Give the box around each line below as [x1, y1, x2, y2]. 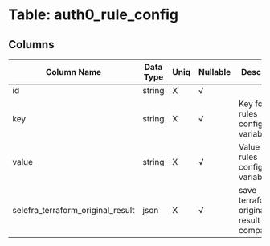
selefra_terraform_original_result [12, 205, 135, 215]
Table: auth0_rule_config [8, 6, 179, 24]
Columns [8, 38, 55, 51]
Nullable [198, 67, 231, 77]
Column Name [45, 67, 102, 77]
